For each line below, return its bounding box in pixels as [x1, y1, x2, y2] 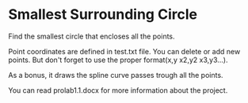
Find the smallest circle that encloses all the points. [8, 31, 176, 41]
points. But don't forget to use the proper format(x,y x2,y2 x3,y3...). [8, 55, 228, 64]
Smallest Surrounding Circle [8, 6, 198, 24]
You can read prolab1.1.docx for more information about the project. [8, 85, 228, 95]
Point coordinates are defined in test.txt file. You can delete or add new [8, 46, 241, 56]
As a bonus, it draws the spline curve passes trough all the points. [8, 70, 223, 79]
